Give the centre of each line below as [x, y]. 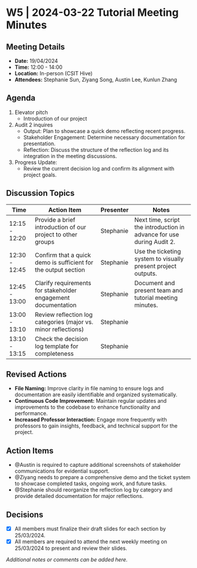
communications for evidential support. [62, 471]
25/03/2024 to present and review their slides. [71, 548]
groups [45, 242]
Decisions [25, 514]
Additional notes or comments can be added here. [67, 560]
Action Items [30, 451]
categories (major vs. [64, 322]
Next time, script [157, 219]
